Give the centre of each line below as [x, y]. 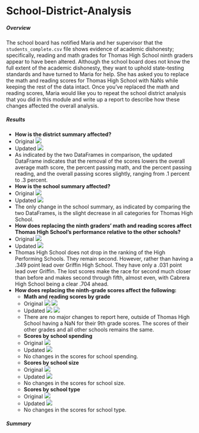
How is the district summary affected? [63, 134]
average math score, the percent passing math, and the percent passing [103, 167]
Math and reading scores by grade [67, 297]
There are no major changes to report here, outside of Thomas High [107, 317]
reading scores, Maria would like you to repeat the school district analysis [96, 93]
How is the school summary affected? [63, 187]
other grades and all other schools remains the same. [89, 330]
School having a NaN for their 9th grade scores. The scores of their [106, 323]
